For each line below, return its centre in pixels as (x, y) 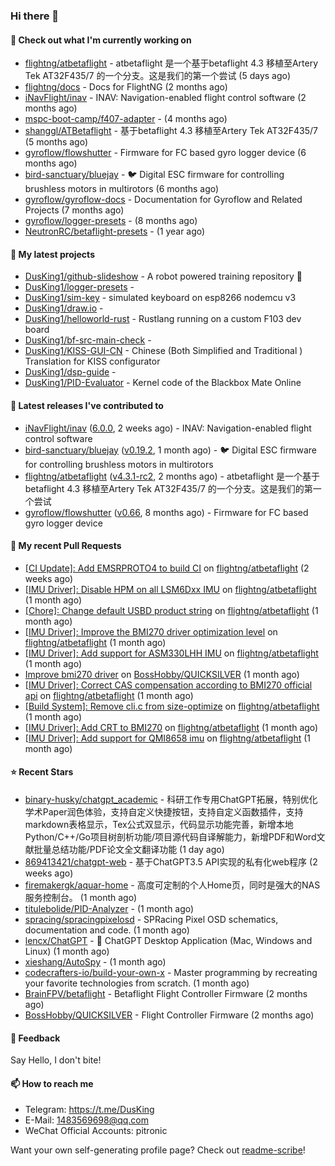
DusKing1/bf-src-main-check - (88, 340)
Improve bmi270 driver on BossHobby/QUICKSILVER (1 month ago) (162, 674)
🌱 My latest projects (52, 254)
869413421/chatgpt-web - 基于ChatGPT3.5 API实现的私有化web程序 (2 (171, 861)
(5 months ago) (56, 142)
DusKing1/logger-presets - (79, 287)
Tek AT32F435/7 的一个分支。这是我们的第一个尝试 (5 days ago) (158, 76)
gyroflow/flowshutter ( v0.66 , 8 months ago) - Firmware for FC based (166, 512)
